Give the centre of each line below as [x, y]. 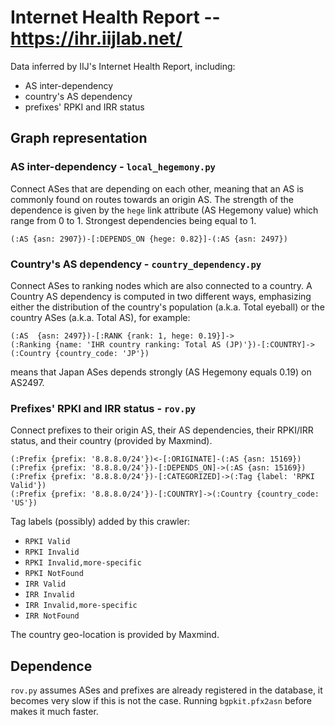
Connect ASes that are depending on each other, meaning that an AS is [157, 188]
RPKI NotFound [54, 574]
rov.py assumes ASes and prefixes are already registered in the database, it [166, 690]
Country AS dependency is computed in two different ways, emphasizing [161, 296]
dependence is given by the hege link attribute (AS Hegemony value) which [164, 210]
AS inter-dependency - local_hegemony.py [113, 167]
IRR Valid [45, 584]
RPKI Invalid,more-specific [83, 563]
